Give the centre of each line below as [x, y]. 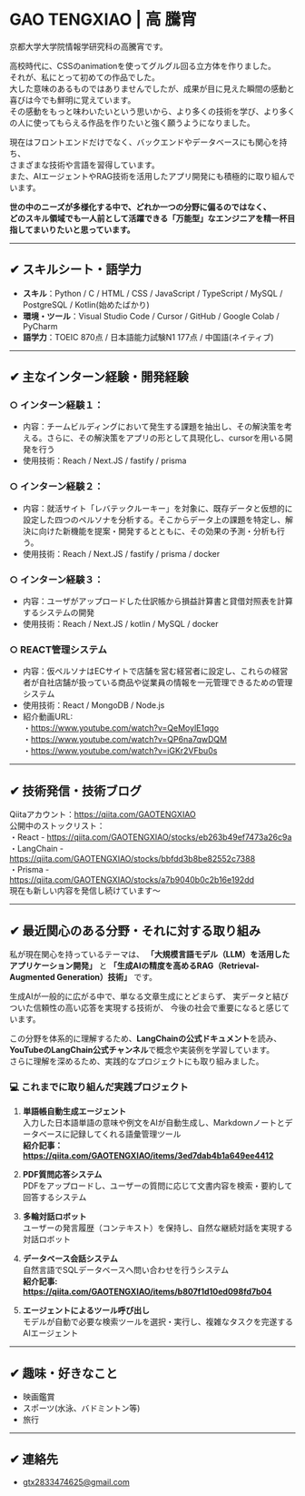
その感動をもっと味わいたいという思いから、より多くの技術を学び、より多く [152, 111]
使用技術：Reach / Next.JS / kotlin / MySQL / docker [120, 624]
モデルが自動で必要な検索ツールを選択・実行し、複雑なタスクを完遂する [157, 1322]
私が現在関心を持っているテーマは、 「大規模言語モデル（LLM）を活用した [150, 954]
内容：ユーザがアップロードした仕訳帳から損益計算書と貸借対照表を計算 [157, 601]
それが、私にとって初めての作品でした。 [85, 77]
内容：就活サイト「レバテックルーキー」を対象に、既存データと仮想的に [157, 508]
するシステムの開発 [59, 612]
